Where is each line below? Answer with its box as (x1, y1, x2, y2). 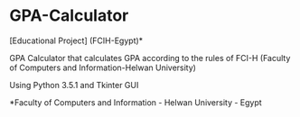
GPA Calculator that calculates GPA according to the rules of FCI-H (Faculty (9, 52, 291, 63)
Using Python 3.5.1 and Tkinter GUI (9, 79, 139, 90)
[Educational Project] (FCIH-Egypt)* (9, 35, 144, 46)
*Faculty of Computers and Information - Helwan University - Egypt (9, 96, 262, 108)
